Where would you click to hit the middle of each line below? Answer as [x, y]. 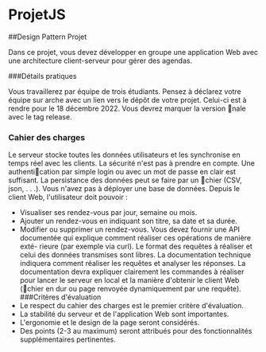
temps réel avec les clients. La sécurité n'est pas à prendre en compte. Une [132, 163]
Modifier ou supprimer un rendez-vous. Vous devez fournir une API [130, 229]
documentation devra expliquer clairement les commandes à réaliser [132, 272]
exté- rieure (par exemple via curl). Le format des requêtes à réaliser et [136, 246]
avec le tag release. [40, 116]
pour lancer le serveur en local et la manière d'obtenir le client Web [129, 280]
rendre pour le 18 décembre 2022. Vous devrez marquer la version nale [127, 108]
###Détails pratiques [42, 76]
